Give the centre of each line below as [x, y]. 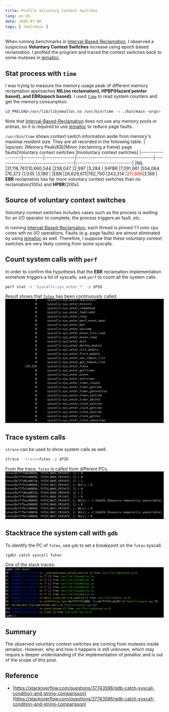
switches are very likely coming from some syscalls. [59, 243]
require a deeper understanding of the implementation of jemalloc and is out [84, 655]
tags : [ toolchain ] [27, 27]
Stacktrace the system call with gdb [62, 533]
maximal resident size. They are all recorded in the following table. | [75, 142]
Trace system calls [35, 437]
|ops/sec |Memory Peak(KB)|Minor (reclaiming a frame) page [69, 147]
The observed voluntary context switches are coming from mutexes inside [82, 644]
